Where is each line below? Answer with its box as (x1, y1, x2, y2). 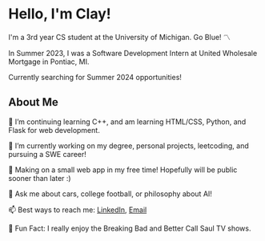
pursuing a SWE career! (8, 149, 86, 159)
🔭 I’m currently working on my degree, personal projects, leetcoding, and (8, 141, 250, 151)
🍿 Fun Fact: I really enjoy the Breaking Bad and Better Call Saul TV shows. (8, 223, 251, 233)
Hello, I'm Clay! (8, 5, 111, 23)
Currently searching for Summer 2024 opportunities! (8, 72, 183, 82)
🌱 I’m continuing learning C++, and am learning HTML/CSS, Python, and (8, 117, 247, 127)
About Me (8, 95, 58, 109)
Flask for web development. (8, 125, 100, 135)
